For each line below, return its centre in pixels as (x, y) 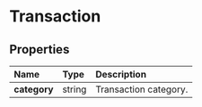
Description (121, 74)
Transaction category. (142, 89)
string (75, 89)
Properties (40, 49)
